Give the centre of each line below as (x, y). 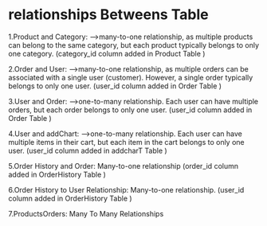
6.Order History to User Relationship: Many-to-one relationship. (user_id (126, 189)
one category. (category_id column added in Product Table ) (107, 53)
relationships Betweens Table (108, 15)
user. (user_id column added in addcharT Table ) (88, 150)
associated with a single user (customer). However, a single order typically (131, 77)
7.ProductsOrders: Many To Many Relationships (86, 213)
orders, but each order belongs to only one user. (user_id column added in (130, 110)
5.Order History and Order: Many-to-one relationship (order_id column (124, 166)
